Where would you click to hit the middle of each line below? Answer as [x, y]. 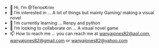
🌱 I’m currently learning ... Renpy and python [55, 23]
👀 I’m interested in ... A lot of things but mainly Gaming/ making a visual [82, 13]
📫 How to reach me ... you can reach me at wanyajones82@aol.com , [80, 33]
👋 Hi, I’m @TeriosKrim [32, 8]
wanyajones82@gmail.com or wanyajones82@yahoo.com [69, 40]
